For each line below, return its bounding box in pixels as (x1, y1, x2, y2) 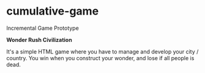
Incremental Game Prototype (6, 24, 80, 32)
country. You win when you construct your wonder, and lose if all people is (6, 54, 195, 61)
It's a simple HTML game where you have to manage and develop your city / (6, 47, 199, 55)
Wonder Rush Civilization (6, 36, 72, 43)
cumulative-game (6, 4, 99, 18)
